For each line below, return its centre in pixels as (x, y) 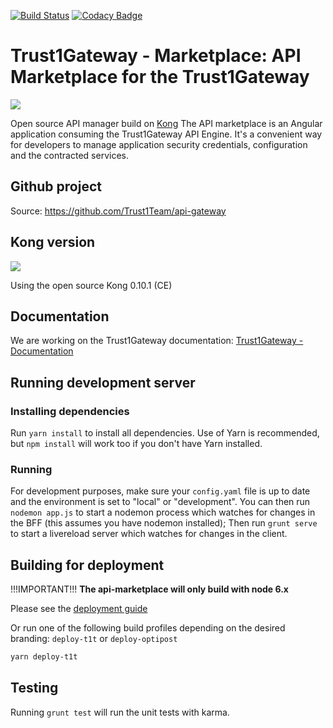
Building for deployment (87, 565)
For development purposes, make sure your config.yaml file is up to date (160, 491)
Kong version (53, 242)
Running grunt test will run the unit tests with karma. (120, 712)
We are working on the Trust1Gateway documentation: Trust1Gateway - (157, 341)
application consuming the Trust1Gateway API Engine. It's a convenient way (166, 134)
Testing (34, 688)
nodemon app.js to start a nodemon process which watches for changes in (163, 512)
